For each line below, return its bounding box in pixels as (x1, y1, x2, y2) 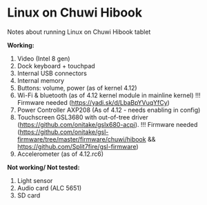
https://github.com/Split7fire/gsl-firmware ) (17, 142, 139, 150)
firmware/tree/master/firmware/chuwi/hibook (17, 135, 146, 143)
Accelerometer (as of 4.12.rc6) (17, 150, 104, 158)
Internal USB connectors (17, 69, 88, 77)
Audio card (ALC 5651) (17, 184, 82, 192)
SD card (17, 191, 41, 199)
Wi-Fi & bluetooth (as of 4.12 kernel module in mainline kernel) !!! (17, 91, 201, 99)
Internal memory (17, 76, 64, 84)
